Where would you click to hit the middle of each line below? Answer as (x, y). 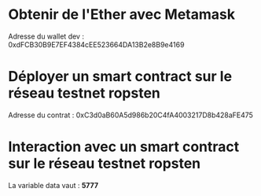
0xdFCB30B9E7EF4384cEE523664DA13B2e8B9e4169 (96, 44)
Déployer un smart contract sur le (120, 77)
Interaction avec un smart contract (124, 147)
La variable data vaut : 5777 (53, 185)
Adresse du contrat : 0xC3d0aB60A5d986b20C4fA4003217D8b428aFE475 (131, 115)
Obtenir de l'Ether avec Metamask (122, 15)
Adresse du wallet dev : (46, 36)
